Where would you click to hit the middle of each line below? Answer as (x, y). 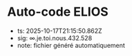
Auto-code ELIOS (58, 12)
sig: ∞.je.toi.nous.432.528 (55, 38)
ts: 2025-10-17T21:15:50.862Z (59, 31)
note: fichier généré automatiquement (71, 45)
